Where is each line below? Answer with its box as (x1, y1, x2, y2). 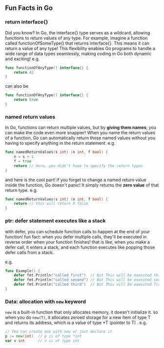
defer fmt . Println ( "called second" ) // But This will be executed (14, 277, 152, 282)
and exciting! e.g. (5, 56, 40, 62)
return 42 (14, 70, 34, 75)
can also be (5, 83, 28, 89)
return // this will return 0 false (14, 201, 89, 206)
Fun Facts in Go (5, 4, 53, 12)
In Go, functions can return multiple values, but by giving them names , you (5, 124, 157, 130)
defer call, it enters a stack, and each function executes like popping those (5, 244, 155, 250)
